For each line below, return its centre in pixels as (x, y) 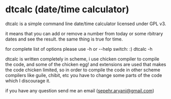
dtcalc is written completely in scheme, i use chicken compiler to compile (82, 59)
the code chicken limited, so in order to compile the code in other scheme (83, 70)
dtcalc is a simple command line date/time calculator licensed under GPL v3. (86, 24)
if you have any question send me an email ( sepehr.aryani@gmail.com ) (80, 90)
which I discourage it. (28, 81)
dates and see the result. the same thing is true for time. (64, 39)
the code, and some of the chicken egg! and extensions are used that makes (86, 64)
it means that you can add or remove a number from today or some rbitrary (84, 33)
